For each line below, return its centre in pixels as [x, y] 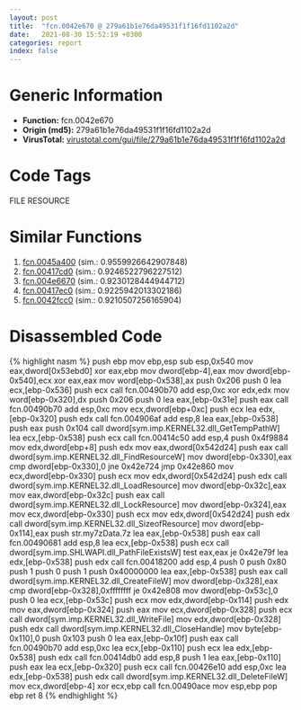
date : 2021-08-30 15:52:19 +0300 [76, 34]
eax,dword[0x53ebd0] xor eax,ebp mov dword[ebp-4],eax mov [127, 370]
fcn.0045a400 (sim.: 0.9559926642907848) [105, 262]
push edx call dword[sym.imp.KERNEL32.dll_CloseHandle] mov [126, 628]
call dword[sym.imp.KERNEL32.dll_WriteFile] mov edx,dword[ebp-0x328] [145, 619]
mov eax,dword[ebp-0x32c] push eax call [87, 494]
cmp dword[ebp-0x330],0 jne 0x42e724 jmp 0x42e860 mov [122, 466]
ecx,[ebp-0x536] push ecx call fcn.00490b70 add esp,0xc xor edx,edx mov [150, 390]
